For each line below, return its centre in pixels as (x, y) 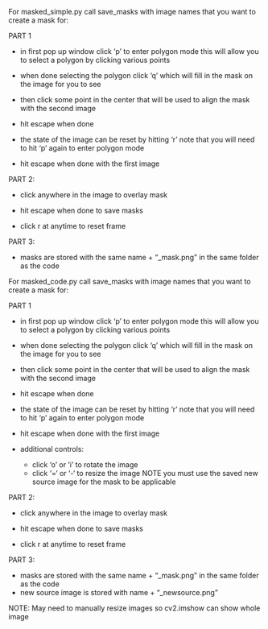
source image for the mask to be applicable (104, 482)
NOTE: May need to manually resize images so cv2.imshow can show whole (134, 608)
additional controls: (52, 449)
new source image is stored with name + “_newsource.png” (119, 592)
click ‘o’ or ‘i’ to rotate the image (85, 465)
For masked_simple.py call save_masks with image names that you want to (132, 12)
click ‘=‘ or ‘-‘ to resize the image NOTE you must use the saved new (145, 473)
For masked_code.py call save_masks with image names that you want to (130, 281)
